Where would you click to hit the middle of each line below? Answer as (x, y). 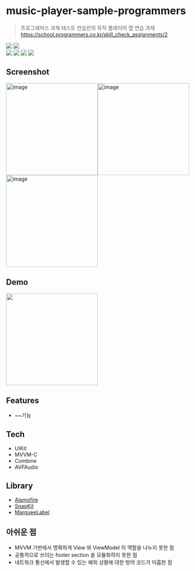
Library (20, 485)
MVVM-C (26, 455)
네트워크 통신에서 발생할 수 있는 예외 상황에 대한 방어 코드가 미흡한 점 (93, 562)
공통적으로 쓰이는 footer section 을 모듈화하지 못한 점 (76, 555)
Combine (25, 461)
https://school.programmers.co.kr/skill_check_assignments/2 (94, 34)
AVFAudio (26, 467)
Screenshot (28, 72)
